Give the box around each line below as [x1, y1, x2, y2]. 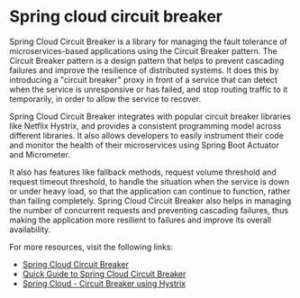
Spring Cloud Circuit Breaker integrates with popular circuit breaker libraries [9, 111, 291, 122]
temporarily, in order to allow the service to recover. [9, 93, 202, 104]
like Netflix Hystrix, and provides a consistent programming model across [9, 120, 282, 131]
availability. [9, 223, 51, 235]
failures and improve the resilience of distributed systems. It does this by [9, 65, 279, 76]
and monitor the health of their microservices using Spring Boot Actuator [9, 140, 279, 150]
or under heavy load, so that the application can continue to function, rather [9, 185, 291, 196]
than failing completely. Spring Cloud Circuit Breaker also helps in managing [9, 195, 292, 206]
